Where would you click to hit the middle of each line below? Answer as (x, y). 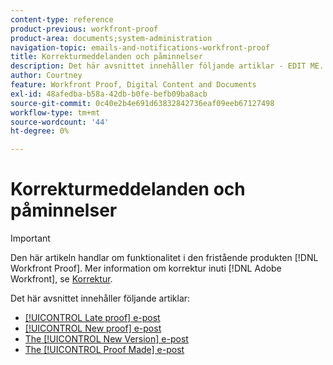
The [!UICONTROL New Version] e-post (106, 339)
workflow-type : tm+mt (55, 112)
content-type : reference (62, 19)
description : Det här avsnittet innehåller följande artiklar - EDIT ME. (167, 66)
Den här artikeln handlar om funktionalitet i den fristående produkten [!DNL (164, 258)
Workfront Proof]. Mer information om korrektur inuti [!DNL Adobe (146, 268)
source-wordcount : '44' (60, 122)
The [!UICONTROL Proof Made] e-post (104, 350)
